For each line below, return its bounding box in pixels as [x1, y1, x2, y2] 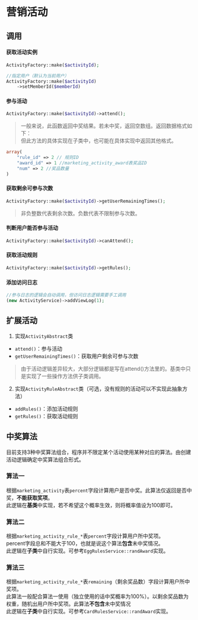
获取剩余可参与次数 [6, 185, 53, 192]
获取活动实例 [6, 49, 37, 56]
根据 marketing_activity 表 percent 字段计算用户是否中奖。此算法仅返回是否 [6, 487, 187, 494]
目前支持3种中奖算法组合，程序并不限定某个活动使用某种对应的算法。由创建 [6, 449, 191, 456]
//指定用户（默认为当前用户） [6, 72, 69, 79]
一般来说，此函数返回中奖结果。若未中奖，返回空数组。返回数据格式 [20, 122, 187, 129]
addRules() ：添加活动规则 [14, 405, 78, 412]
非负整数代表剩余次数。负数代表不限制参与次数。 [20, 209, 140, 217]
